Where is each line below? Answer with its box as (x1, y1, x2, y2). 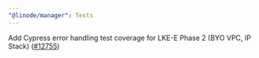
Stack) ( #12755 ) (8, 41, 60, 51)
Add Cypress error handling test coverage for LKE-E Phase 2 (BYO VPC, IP (8, 33, 251, 42)
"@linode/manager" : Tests (8, 11, 93, 20)
